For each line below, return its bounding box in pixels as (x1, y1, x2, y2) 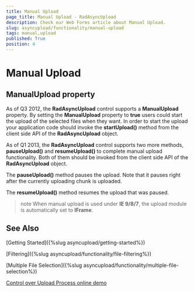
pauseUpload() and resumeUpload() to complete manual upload (6, 147, 162, 154)
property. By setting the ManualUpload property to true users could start (6, 111, 183, 118)
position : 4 (6, 42, 35, 47)
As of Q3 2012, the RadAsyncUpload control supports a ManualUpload (6, 105, 179, 112)
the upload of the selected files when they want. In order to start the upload (6, 118, 188, 125)
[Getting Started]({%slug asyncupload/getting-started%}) (6, 239, 145, 246)
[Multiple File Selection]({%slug (6, 262, 82, 269)
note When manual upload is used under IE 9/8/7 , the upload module (20, 200, 187, 207)
